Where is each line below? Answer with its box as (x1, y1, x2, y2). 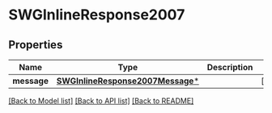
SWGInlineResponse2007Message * (56, 75, 200, 86)
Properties (8, 38, 63, 52)
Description (206, 62, 253, 73)
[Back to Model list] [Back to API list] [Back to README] (8, 96, 194, 106)
